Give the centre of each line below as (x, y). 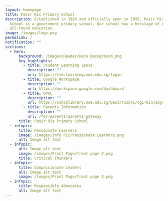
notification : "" (23, 42)
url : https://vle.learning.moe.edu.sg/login (74, 75)
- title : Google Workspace (51, 79)
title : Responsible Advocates (50, 186)
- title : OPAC (38, 93)
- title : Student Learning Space (58, 65)
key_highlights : (35, 61)
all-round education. (32, 28)
